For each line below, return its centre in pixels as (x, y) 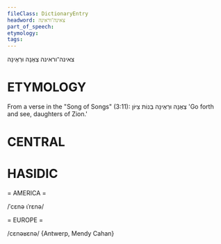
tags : (15, 40)
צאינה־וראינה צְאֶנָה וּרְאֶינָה (41, 59)
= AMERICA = (27, 193)
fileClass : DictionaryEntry (48, 14)
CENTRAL (36, 142)
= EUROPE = (25, 220)
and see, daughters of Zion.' (48, 114)
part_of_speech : (31, 26)
